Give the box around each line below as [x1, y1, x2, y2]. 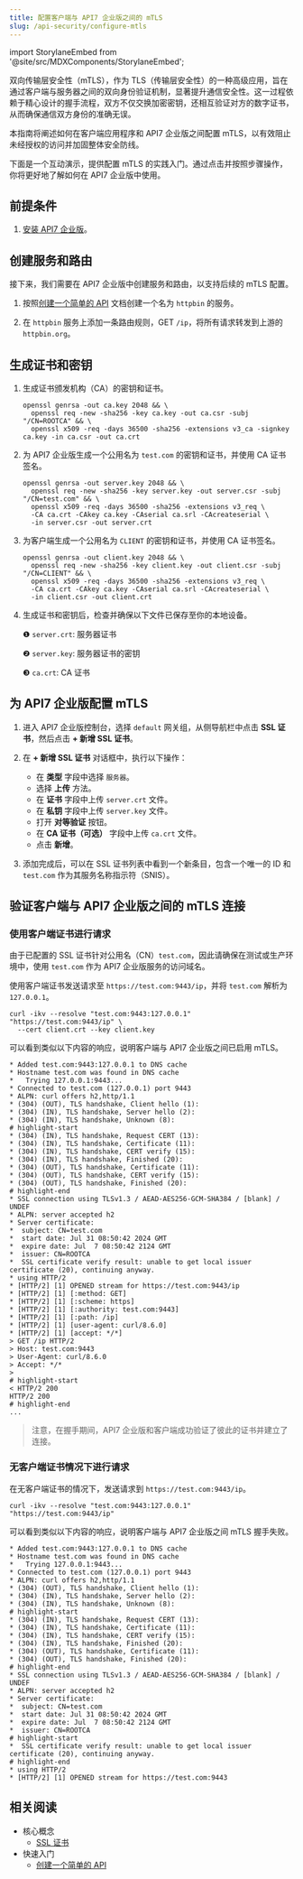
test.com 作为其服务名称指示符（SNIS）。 [22, 869, 175, 880]
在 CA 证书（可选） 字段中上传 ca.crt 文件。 [35, 828, 202, 838]
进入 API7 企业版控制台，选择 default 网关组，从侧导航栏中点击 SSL [22, 721, 277, 732]
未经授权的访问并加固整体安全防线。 [9, 139, 144, 150]
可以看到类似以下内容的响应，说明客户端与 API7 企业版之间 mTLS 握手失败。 [9, 1526, 294, 1537]
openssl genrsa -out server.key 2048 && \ [22, 478, 185, 487]
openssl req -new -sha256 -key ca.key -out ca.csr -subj [31, 408, 250, 418]
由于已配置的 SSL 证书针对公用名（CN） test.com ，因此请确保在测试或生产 [9, 949, 286, 961]
